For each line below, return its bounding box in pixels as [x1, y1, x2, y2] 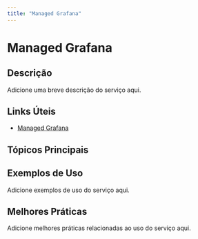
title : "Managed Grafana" [7, 10, 81, 17]
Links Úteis [7, 106, 57, 117]
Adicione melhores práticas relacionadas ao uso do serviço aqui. [7, 224, 191, 232]
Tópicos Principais [7, 144, 89, 155]
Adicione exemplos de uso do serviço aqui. [7, 186, 130, 194]
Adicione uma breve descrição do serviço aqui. [7, 86, 141, 94]
